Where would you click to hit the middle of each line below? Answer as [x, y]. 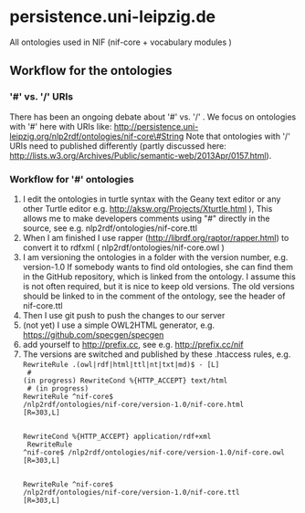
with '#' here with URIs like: [61, 126]
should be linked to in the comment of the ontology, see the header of [154, 296]
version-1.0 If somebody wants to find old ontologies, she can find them [158, 267]
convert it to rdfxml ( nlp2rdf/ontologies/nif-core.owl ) [124, 247]
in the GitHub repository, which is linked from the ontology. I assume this [159, 277]
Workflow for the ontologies [91, 71]
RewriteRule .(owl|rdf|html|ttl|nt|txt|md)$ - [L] [121, 364]
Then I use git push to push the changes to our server [124, 315]
